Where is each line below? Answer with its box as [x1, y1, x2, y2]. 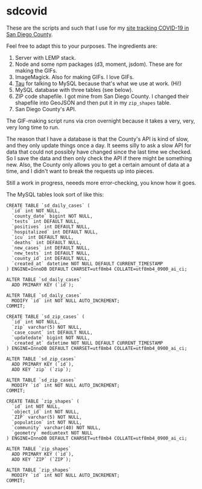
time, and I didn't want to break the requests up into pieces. [6, 167, 154, 175]
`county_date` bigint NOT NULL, [11, 213, 93, 219]
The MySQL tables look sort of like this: [6, 190, 104, 198]
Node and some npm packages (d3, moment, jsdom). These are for [14, 60, 183, 68]
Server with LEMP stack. [14, 54, 77, 61]
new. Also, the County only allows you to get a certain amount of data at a [6, 161, 190, 168]
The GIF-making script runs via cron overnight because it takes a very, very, [6, 117, 195, 125]
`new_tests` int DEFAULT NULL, [11, 250, 90, 256]
